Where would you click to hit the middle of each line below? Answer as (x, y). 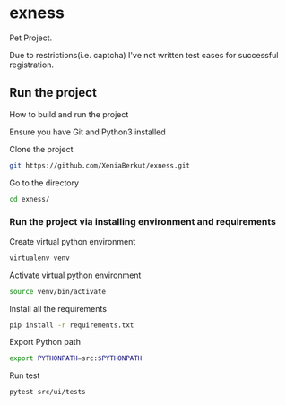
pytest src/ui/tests (48, 392)
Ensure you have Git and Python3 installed (87, 132)
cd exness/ (30, 199)
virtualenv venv (39, 258)
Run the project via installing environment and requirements (143, 222)
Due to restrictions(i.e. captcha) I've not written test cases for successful (144, 55)
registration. (31, 65)
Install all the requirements (58, 308)
